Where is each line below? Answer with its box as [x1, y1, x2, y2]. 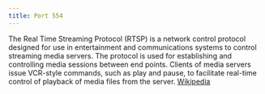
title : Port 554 [8, 11, 63, 20]
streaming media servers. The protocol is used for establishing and [8, 51, 233, 60]
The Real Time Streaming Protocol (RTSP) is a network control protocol [8, 34, 246, 43]
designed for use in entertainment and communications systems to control [8, 42, 257, 52]
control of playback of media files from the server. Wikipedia [8, 76, 211, 86]
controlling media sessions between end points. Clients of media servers [8, 59, 251, 69]
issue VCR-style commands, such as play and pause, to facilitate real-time [8, 67, 257, 77]
